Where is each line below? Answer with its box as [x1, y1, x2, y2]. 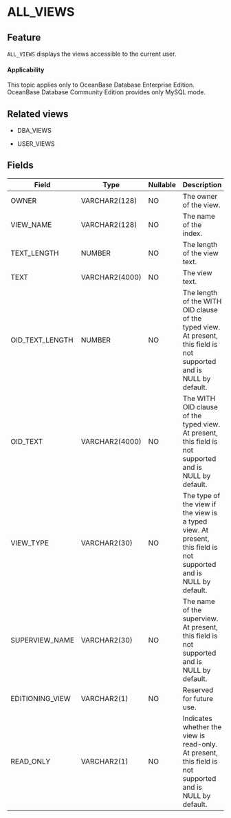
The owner [182, 191, 218, 201]
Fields [7, 160, 34, 171]
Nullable [148, 180, 177, 189]
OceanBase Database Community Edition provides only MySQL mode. [7, 88, 206, 96]
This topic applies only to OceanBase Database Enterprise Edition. [7, 80, 195, 89]
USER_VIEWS [16, 140, 55, 148]
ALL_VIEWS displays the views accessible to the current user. [7, 50, 177, 58]
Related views [7, 108, 69, 120]
